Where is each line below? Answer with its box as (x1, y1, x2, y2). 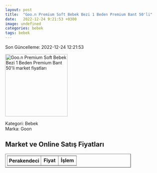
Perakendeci (9, 157, 40, 164)
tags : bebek (5, 30, 30, 35)
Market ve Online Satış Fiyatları (5, 140, 105, 149)
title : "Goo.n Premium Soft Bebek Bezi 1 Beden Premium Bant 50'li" (5, 12, 153, 17)
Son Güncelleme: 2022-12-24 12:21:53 (5, 44, 84, 50)
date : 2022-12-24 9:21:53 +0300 (5, 16, 77, 21)
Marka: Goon (5, 126, 32, 132)
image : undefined (5, 21, 41, 26)
